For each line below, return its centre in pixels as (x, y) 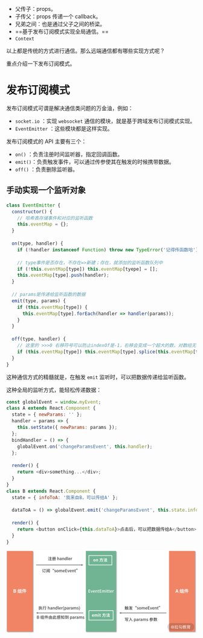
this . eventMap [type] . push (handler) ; (63, 275)
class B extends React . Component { (51, 491)
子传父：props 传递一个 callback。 (58, 16)
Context (24, 39)
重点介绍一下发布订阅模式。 (41, 63)
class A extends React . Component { (51, 408)
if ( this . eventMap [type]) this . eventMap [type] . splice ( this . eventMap (105, 352)
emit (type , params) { (39, 301)
